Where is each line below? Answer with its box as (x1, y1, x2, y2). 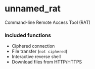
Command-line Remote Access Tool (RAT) (4, 19, 91, 25)
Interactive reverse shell (11, 54, 61, 60)
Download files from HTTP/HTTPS (11, 59, 82, 65)
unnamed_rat (4, 3, 61, 14)
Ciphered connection (11, 43, 55, 49)
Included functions (4, 32, 51, 39)
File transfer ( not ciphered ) (11, 48, 68, 55)
